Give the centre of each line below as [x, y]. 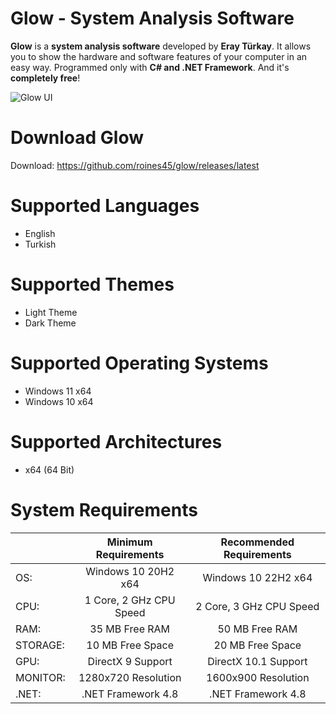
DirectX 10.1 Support [257, 661]
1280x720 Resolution [130, 677]
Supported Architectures [116, 441]
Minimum [129, 542]
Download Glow [77, 138]
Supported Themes [92, 284]
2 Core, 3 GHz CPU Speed [257, 606]
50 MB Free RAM [257, 629]
